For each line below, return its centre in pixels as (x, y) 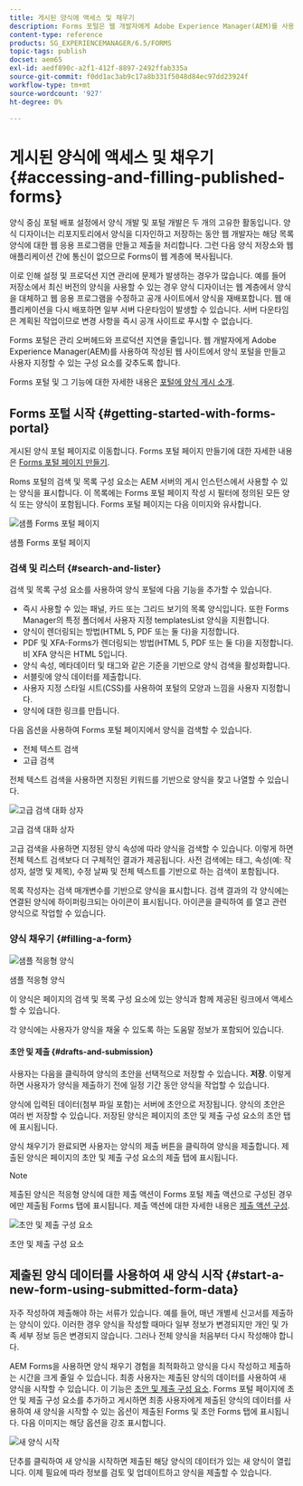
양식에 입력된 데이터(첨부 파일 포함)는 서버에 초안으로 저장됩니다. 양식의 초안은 (147, 1104)
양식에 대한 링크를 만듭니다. (71, 710)
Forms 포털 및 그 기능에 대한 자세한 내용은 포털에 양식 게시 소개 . (122, 382)
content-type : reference (56, 34)
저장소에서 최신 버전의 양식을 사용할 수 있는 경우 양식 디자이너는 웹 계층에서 (142, 287)
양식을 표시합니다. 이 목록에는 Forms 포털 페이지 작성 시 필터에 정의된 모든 (149, 493)
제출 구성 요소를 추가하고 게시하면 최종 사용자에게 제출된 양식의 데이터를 (155, 1400)
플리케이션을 (32, 310)
